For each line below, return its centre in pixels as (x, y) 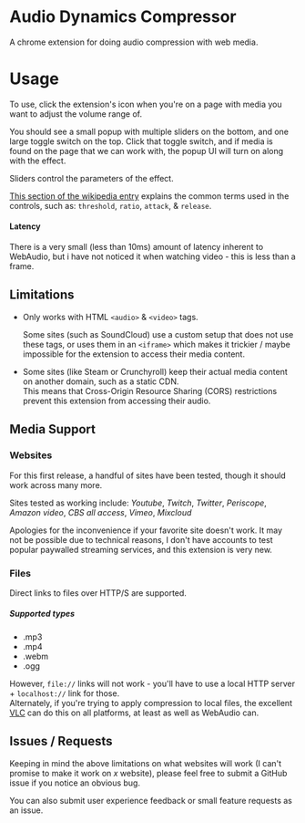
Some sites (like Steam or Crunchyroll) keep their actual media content (155, 371)
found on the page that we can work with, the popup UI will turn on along (147, 151)
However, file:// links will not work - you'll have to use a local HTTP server (152, 683)
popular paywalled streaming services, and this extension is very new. (141, 549)
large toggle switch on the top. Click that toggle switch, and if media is (141, 141)
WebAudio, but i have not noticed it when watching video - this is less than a (152, 256)
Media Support (52, 429)
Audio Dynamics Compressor (123, 17)
